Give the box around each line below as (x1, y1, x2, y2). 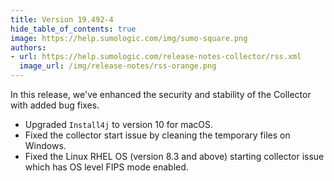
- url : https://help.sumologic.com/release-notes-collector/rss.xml (10, 52, 302, 62)
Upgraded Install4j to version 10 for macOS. (24, 119, 213, 130)
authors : (10, 42, 47, 53)
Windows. (24, 140, 67, 151)
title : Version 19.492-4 (10, 14, 114, 25)
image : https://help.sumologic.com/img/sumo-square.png (10, 33, 248, 43)
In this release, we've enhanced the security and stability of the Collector (10, 89, 312, 100)
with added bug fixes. (10, 99, 100, 111)
